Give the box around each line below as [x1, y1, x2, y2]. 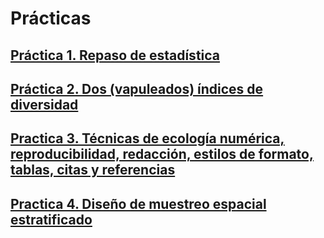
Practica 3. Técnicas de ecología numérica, [10, 130, 285, 147]
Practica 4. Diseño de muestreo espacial [10, 195, 267, 212]
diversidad [10, 96, 79, 113]
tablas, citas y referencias [10, 162, 176, 179]
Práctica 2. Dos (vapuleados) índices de [10, 80, 264, 97]
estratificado [10, 211, 93, 228]
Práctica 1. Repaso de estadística [10, 47, 221, 64]
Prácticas [10, 7, 92, 30]
